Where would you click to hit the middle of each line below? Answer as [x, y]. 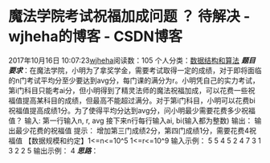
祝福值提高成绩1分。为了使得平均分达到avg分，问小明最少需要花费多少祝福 [132, 110]
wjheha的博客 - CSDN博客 [96, 37]
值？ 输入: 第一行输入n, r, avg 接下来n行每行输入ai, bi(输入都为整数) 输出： [131, 120]
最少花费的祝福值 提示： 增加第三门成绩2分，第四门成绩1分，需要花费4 [132, 130]
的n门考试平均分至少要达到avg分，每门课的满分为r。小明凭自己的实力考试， [134, 80]
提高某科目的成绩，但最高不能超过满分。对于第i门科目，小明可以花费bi [139, 100]
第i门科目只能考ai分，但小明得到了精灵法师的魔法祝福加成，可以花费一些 [128, 90]
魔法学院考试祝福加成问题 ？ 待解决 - [129, 16]
